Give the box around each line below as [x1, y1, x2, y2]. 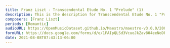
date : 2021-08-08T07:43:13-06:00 [5, 35, 76, 40]
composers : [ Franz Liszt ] [5, 16, 60, 21]
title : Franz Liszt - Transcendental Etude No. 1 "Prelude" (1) [5, 7, 144, 12]
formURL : [5, 30, 24, 35]
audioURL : [5, 26, 26, 31]
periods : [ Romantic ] [5, 21, 49, 26]
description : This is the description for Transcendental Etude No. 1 [5, 12, 157, 17]
